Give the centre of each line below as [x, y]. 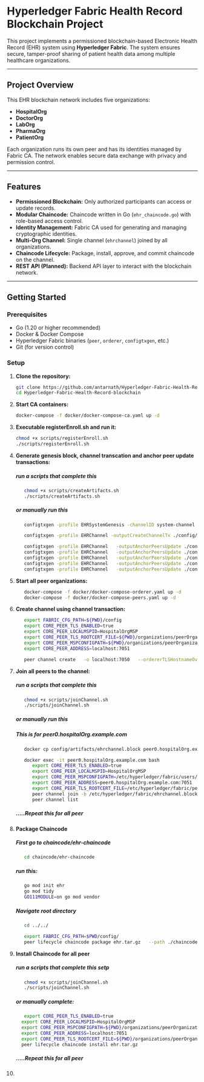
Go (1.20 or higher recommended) [58, 328]
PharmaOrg [31, 131]
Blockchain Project [55, 24]
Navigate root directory [46, 911]
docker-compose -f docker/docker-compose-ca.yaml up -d [87, 416]
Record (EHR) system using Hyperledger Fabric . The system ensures [94, 47]
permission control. [31, 162]
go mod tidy [39, 891]
